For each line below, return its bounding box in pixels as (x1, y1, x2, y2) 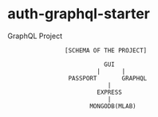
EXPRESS (96, 88, 123, 96)
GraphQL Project (7, 31, 63, 41)
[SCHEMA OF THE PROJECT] (64, 46, 148, 54)
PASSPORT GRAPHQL (68, 74, 148, 82)
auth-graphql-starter (7, 5, 151, 23)
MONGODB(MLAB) (89, 102, 136, 110)
